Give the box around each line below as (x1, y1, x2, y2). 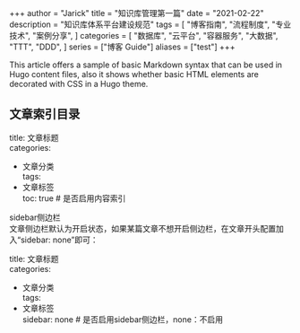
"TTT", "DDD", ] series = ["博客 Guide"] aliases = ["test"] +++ (9, 41, 236, 52)
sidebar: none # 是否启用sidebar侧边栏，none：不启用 (21, 313, 224, 325)
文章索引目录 (9, 107, 81, 122)
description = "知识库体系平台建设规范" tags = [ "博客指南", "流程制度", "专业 (9, 19, 292, 30)
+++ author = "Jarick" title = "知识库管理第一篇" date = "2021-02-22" (9, 8, 264, 18)
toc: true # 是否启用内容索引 (21, 192, 126, 204)
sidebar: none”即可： (21, 234, 99, 245)
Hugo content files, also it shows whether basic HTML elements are (9, 69, 260, 79)
